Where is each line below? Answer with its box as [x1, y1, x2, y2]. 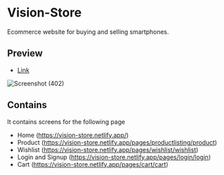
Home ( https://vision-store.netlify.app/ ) [17, 131, 129, 139]
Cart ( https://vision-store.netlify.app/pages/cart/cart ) [17, 160, 169, 168]
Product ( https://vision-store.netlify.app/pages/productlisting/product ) [17, 138, 217, 146]
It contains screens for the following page [7, 117, 125, 125]
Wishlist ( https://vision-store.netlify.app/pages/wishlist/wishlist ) [17, 145, 198, 154]
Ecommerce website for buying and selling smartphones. [7, 28, 170, 36]
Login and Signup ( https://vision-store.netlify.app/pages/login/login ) [17, 153, 212, 161]
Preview [7, 48, 43, 59]
